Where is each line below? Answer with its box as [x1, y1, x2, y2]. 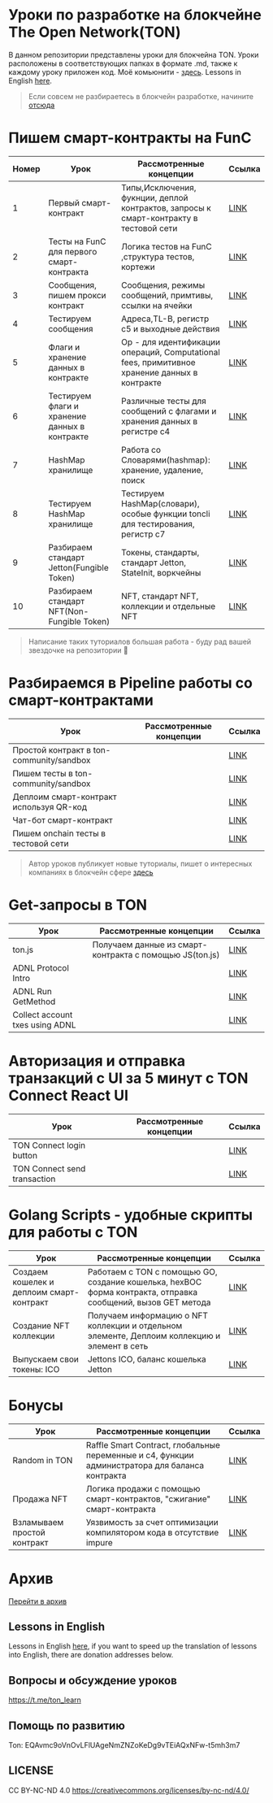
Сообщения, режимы [121, 279, 206, 290]
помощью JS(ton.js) [141, 949, 220, 960]
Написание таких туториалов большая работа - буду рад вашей [28, 636, 252, 646]
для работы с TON [8, 1223, 138, 1241]
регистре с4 [121, 425, 171, 437]
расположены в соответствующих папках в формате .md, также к [8, 59, 238, 68]
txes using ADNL [12, 1019, 76, 1030]
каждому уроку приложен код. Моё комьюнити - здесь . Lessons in [8, 67, 242, 76]
